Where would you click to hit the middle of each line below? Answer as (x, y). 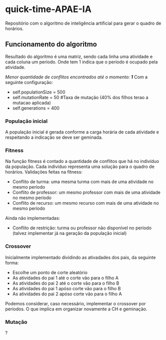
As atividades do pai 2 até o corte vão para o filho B (66, 283)
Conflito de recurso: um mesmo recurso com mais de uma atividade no (85, 203)
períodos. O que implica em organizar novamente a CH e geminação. (76, 309)
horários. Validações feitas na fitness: (44, 172)
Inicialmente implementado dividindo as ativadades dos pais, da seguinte (80, 257)
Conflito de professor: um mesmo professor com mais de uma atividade (86, 193)
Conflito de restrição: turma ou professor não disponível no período (82, 228)
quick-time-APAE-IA (48, 9)
